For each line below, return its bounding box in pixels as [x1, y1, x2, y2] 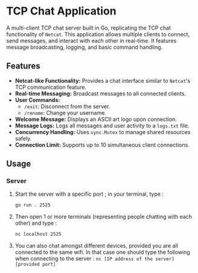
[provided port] [14, 262, 56, 268]
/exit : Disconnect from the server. [24, 103, 110, 110]
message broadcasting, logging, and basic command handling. [6, 43, 163, 51]
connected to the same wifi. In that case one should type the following [14, 249, 190, 256]
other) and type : [14, 219, 57, 227]
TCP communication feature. [14, 83, 86, 91]
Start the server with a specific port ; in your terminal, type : [14, 190, 164, 198]
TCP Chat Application [6, 4, 117, 18]
